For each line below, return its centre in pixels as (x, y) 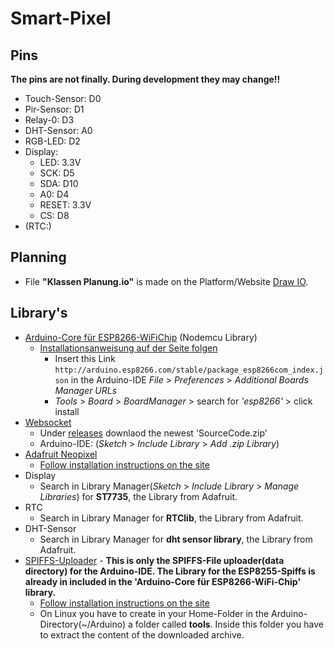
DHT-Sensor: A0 (58, 130)
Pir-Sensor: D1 (54, 109)
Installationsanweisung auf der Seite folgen (128, 348)
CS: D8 (54, 215)
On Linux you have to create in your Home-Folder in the (154, 613)
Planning (38, 257)
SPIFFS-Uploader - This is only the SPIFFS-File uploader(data (154, 560)
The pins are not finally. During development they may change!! (145, 79)
